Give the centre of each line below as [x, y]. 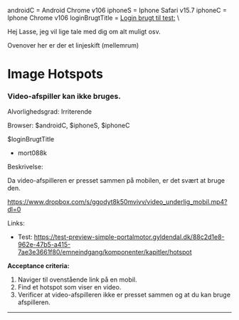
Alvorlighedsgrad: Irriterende [50, 112]
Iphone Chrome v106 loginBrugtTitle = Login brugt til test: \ [94, 18]
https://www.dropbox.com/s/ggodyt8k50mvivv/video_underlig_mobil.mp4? [117, 202]
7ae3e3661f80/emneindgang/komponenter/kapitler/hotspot [105, 252]
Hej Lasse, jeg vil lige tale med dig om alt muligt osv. [84, 32]
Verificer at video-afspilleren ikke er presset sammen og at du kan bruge [124, 295]
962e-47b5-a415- [44, 245]
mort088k [32, 153]
